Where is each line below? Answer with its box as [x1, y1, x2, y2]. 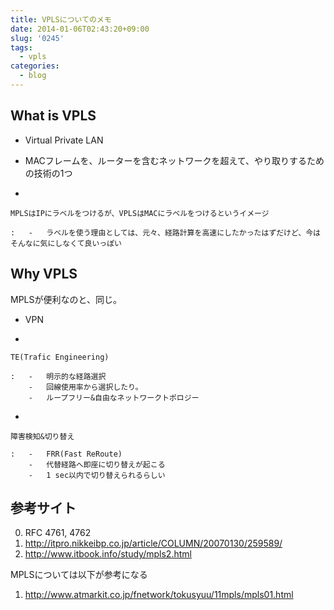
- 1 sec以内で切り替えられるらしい [28, 470, 166, 480]
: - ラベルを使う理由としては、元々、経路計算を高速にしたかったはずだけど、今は [10, 227, 321, 238]
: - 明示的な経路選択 [10, 371, 107, 381]
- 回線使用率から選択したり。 [28, 382, 143, 392]
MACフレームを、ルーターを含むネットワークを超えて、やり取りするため [24, 154, 325, 166]
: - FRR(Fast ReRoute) [10, 449, 123, 459]
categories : [10, 61, 60, 71]
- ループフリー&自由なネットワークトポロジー [28, 392, 200, 403]
